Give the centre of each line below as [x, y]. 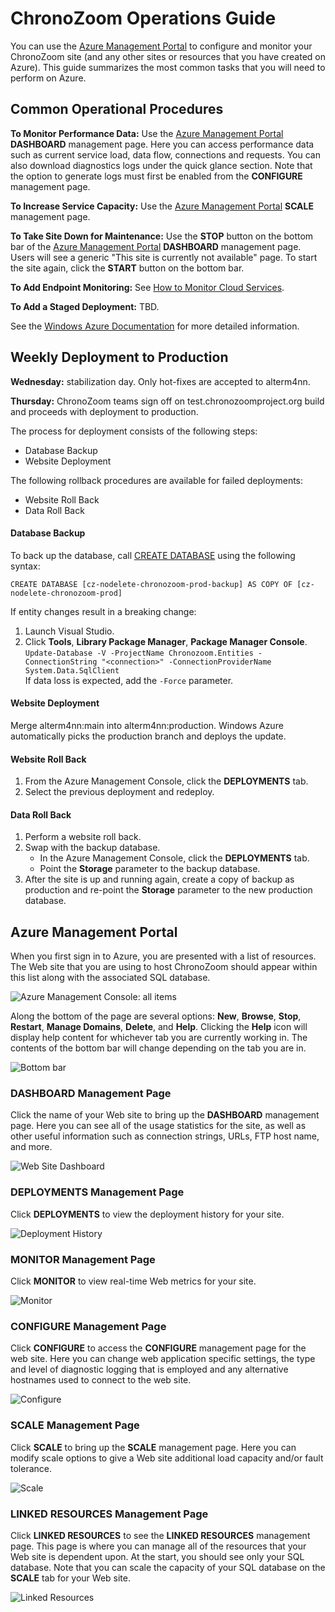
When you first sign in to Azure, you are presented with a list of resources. [163, 956]
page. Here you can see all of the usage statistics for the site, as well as [158, 1126]
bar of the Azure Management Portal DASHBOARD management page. [156, 246]
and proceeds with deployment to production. [104, 411]
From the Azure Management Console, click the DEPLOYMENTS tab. [166, 781]
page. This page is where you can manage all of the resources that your [158, 1546]
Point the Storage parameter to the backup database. [150, 869]
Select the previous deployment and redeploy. [119, 792]
